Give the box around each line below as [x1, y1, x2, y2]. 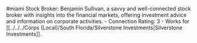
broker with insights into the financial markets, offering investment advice [6, 11, 187, 19]
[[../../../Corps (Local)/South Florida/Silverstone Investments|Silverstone [6, 24, 183, 31]
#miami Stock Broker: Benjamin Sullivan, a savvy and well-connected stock [6, 5, 191, 12]
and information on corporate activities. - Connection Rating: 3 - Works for [6, 18, 190, 24]
